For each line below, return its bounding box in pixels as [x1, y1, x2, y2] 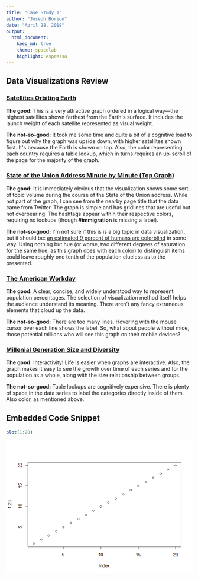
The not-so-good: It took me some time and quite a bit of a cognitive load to [6, 131, 193, 139]
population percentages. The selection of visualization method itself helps [6, 294, 186, 301]
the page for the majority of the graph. [6, 157, 99, 164]
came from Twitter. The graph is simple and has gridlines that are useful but [6, 203, 191, 211]
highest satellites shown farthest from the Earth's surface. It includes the [6, 113, 183, 121]
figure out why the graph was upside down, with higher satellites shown [6, 138, 181, 145]
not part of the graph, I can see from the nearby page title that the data [6, 198, 179, 205]
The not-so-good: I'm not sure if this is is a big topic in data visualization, [6, 228, 185, 235]
